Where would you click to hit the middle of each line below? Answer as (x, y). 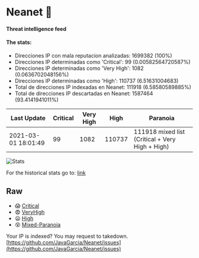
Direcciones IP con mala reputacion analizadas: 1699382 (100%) (94, 55)
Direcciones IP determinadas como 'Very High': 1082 (79, 68)
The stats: (19, 42)
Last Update (28, 118)
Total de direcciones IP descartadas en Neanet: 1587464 (84, 93)
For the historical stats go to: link (46, 173)
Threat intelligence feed (36, 28)
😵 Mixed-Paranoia (38, 224)
